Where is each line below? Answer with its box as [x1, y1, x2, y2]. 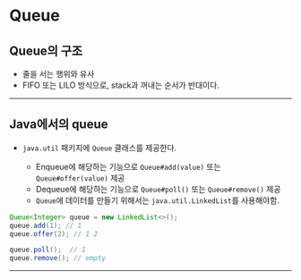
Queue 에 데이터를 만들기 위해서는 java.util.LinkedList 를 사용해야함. [35, 194, 280, 206]
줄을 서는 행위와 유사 [21, 69, 95, 79]
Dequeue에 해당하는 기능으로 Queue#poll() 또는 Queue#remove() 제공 [35, 183, 281, 194]
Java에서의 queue [9, 117, 109, 132]
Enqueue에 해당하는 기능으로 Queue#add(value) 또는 [35, 161, 221, 172]
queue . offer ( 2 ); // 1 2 [9, 229, 99, 238]
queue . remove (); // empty [9, 254, 106, 263]
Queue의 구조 [9, 43, 83, 58]
